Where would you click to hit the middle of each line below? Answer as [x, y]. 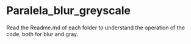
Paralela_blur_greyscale [69, 11]
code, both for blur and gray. [42, 34]
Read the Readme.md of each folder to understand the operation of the [95, 28]
